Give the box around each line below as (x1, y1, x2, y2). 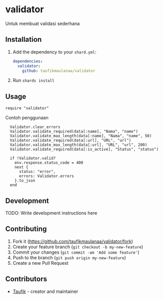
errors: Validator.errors (18, 173, 74, 179)
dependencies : (12, 59, 43, 64)
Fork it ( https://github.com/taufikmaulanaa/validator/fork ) (12, 238, 133, 244)
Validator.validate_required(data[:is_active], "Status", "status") (10, 147, 159, 152)
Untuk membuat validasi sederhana (5, 20, 80, 27)
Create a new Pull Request (12, 260, 69, 266)
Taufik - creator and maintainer (12, 288, 78, 294)
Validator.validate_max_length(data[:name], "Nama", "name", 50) (10, 134, 152, 139)
